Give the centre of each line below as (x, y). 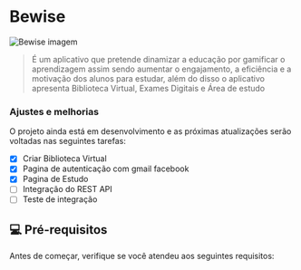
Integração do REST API (68, 189)
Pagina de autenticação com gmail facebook (106, 169)
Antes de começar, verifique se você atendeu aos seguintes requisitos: (142, 256)
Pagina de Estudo (55, 179)
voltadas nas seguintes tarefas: (68, 141)
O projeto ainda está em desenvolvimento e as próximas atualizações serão (150, 131)
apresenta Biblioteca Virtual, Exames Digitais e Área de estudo (148, 88)
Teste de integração (60, 199)
